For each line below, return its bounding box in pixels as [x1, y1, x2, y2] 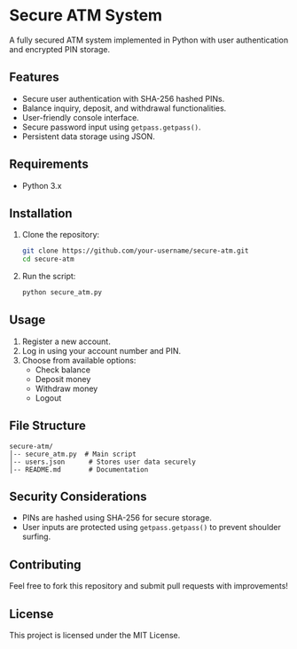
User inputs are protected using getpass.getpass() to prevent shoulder [21, 522, 282, 533]
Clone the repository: [21, 230, 100, 240]
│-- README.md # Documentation [9, 465, 149, 474]
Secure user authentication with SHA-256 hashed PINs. [21, 93, 225, 104]
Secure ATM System [9, 5, 162, 26]
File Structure [9, 418, 86, 434]
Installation [9, 206, 73, 221]
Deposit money [35, 373, 91, 384]
